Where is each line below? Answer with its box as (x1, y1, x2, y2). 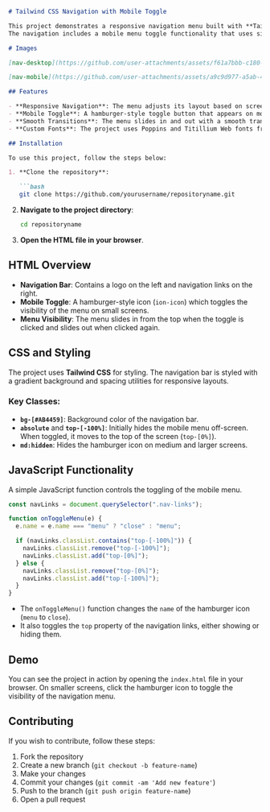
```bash (18, 183, 45, 191)
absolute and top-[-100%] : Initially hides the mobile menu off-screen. (19, 423, 249, 433)
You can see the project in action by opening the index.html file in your (8, 674, 243, 684)
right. (19, 288, 39, 298)
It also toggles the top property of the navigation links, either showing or (19, 621, 260, 631)
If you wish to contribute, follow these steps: (8, 735, 155, 745)
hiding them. (19, 629, 62, 640)
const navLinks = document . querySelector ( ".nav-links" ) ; (8, 500, 203, 508)
